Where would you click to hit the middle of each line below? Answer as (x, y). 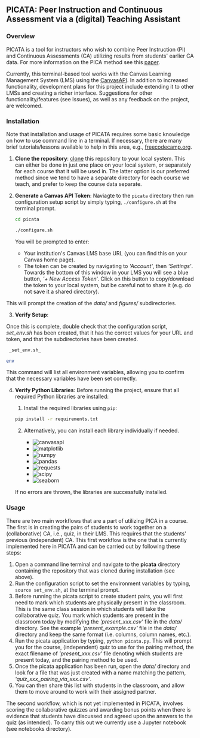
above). (24, 577)
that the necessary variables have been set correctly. (72, 379)
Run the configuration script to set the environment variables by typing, (102, 583)
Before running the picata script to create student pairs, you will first (99, 596)
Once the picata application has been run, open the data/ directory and (102, 666)
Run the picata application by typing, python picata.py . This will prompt (103, 640)
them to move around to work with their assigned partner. (86, 691)
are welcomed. (24, 106)
